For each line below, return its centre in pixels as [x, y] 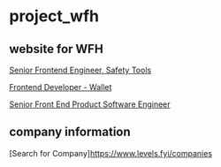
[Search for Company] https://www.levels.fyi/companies [111, 153]
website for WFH [56, 49]
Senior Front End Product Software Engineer [90, 104]
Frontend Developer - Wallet [61, 87]
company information [70, 132]
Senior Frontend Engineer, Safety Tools [80, 70]
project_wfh [54, 16]
